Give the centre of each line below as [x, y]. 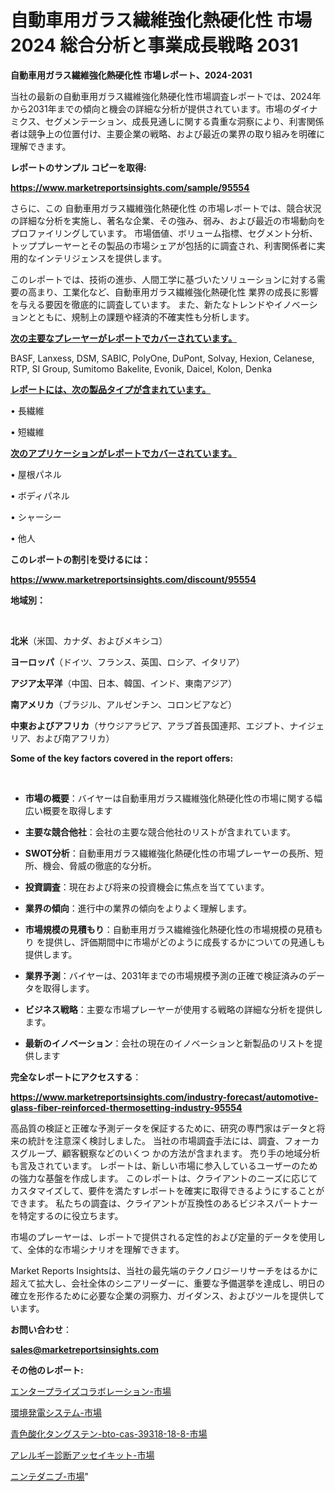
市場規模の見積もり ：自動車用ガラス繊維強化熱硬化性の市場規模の [160, 929]
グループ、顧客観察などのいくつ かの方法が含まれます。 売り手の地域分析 [169, 1153]
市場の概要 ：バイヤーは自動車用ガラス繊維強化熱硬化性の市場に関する [169, 798]
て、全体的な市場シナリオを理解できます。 [97, 1249]
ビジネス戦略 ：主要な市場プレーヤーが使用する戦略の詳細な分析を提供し [173, 1009]
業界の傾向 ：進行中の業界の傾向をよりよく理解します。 [138, 908]
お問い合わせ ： [41, 1329]
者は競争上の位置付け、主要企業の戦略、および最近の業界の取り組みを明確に [168, 133]
